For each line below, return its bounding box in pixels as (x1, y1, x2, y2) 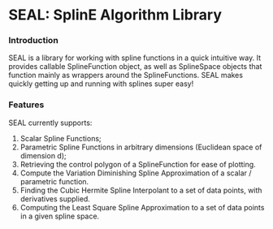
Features (8, 99, 45, 110)
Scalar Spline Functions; (19, 133, 102, 143)
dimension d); (19, 150, 67, 160)
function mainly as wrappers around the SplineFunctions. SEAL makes (8, 71, 244, 80)
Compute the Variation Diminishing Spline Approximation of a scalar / (19, 168, 252, 178)
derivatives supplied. (19, 193, 91, 204)
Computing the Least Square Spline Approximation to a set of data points (19, 202, 265, 212)
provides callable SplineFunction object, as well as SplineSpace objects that (8, 62, 262, 71)
